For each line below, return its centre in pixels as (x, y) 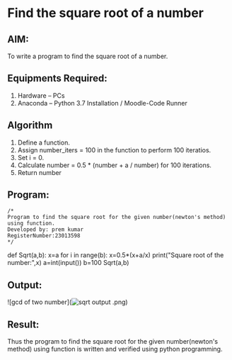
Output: (25, 285)
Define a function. (44, 142)
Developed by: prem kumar (45, 230)
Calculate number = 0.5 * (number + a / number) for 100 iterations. (115, 165)
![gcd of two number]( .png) (68, 302)
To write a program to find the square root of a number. (88, 56)
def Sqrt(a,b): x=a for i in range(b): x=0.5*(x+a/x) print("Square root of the (116, 255)
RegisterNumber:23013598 (44, 236)
